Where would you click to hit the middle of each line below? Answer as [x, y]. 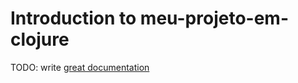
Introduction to [73, 18]
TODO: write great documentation [80, 67]
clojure [40, 39]
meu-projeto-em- [214, 18]
